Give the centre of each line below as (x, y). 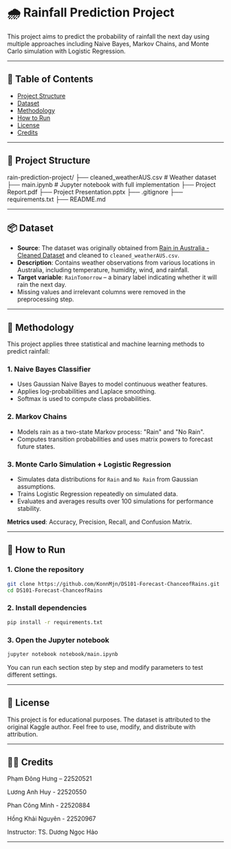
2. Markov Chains (37, 417)
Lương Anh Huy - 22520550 (47, 792)
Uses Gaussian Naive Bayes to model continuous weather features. (112, 384)
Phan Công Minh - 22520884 (49, 806)
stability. (29, 509)
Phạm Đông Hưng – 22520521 (49, 779)
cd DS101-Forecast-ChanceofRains (55, 590)
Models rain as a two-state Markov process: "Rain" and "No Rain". (111, 431)
